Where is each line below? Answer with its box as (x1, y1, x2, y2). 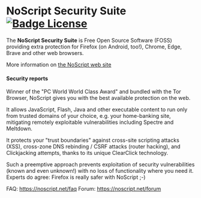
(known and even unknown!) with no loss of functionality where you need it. (6, 167, 194, 175)
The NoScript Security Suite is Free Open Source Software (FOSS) (6, 36, 172, 44)
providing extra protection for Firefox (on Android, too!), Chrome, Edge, (6, 43, 182, 50)
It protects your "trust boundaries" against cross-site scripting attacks (6, 136, 180, 144)
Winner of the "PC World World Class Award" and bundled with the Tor (6, 88, 181, 95)
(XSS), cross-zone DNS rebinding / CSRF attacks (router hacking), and (6, 143, 181, 150)
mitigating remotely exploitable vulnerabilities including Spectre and (6, 118, 174, 126)
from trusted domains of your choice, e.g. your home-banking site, (6, 112, 171, 120)
